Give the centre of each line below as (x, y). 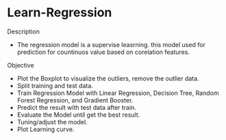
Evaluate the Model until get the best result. (78, 115)
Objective (21, 65)
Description (23, 31)
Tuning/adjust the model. (52, 122)
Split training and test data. (55, 85)
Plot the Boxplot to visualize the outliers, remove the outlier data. (108, 78)
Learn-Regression (60, 13)
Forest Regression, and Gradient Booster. (75, 100)
